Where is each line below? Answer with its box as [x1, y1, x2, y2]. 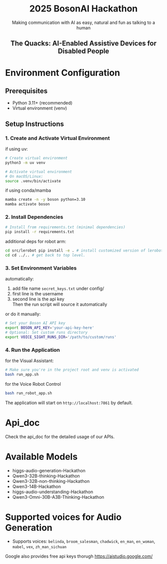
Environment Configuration [5, 67, 120, 78]
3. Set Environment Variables [5, 265, 77, 272]
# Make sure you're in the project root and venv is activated [5, 367, 139, 373]
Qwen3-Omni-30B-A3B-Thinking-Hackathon [12, 494, 104, 500]
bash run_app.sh [5, 372, 39, 377]
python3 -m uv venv [5, 160, 46, 165]
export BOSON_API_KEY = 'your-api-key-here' [5, 325, 94, 330]
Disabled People [58, 47, 109, 55]
